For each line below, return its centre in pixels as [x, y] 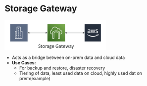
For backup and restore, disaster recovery [62, 68]
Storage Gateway [41, 9]
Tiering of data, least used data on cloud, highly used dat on [80, 73]
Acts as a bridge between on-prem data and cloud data [68, 57]
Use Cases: [24, 62]
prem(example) [35, 78]
